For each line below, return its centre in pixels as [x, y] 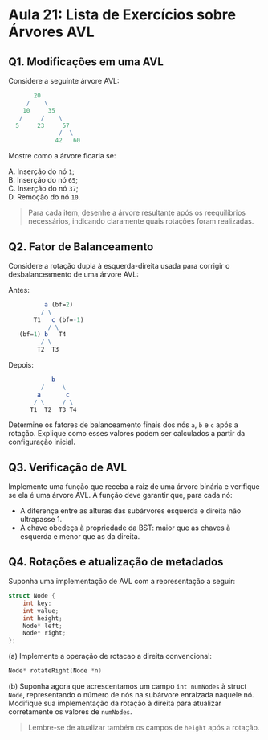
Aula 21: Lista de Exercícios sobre [122, 15]
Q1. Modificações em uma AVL [86, 62]
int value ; [41, 610]
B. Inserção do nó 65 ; [43, 180]
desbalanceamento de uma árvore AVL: [73, 274]
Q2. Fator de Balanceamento [81, 247]
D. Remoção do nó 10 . [45, 197]
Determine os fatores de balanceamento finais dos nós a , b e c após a [123, 425]
